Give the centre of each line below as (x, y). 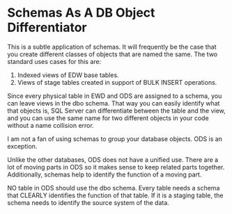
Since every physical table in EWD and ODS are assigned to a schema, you (115, 96)
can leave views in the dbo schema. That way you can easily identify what (114, 103)
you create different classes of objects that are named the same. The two (113, 54)
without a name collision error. (51, 125)
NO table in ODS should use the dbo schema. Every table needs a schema (114, 188)
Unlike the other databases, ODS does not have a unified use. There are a (113, 159)
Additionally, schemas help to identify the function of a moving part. (105, 174)
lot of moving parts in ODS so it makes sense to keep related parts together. (116, 167)
